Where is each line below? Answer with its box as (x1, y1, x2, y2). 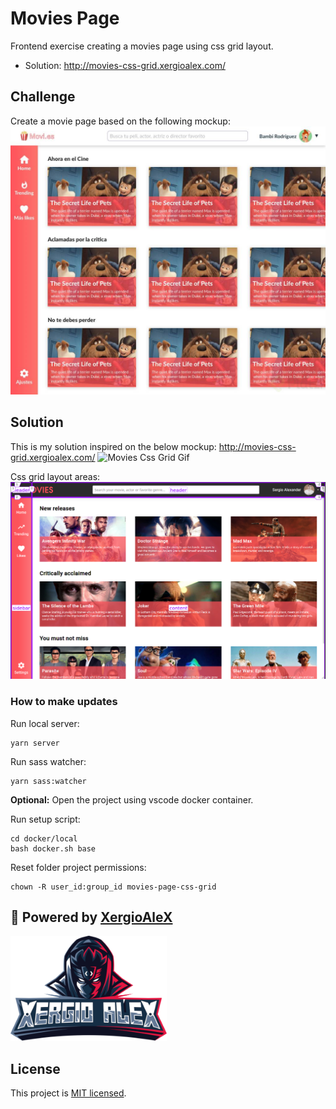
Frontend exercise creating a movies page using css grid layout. (10, 40, 274, 52)
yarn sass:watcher (10, 776, 87, 786)
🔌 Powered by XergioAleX (10, 908, 173, 926)
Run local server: (10, 717, 80, 729)
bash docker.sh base (10, 843, 97, 854)
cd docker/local (10, 833, 78, 844)
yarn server (10, 738, 60, 748)
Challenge (10, 88, 76, 106)
